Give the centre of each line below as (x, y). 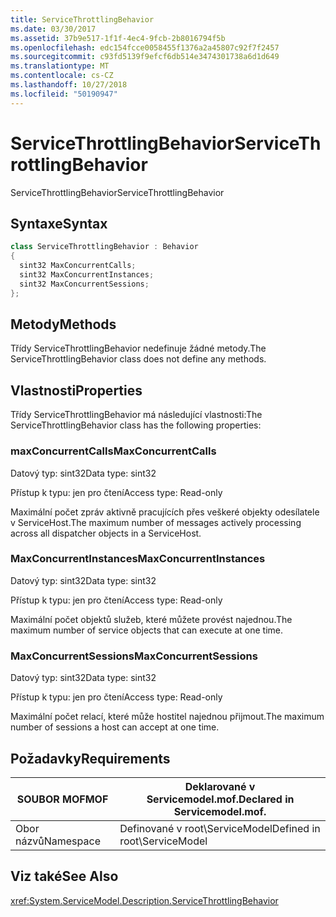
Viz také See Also (64, 876)
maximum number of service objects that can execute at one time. (147, 630)
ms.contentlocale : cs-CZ (62, 76)
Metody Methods (63, 324)
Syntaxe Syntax (59, 223)
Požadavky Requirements (90, 758)
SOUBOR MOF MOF (62, 799)
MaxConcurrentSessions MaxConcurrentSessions (134, 656)
